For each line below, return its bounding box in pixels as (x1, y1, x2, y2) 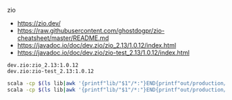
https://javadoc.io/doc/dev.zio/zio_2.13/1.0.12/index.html (17, 41, 177, 49)
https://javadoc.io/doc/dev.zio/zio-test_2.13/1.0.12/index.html (17, 48, 190, 57)
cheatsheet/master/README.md (17, 34, 109, 42)
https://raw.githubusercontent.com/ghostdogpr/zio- (17, 27, 165, 34)
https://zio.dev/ (17, 19, 61, 27)
